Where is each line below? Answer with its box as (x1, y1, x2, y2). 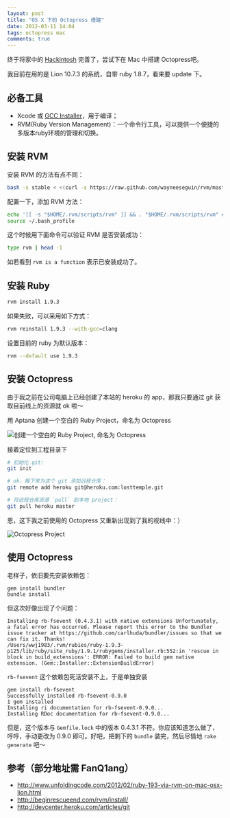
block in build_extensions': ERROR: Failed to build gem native (7, 654, 194, 661)
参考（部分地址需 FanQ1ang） (7, 762, 134, 774)
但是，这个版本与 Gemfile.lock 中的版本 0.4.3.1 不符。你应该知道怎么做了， (7, 723, 219, 731)
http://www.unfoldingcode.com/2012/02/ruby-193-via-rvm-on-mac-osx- (16, 781, 223, 789)
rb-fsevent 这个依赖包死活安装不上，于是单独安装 (7, 672, 148, 681)
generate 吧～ (7, 740, 46, 749)
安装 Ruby (7, 280, 50, 291)
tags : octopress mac (7, 29, 66, 36)
